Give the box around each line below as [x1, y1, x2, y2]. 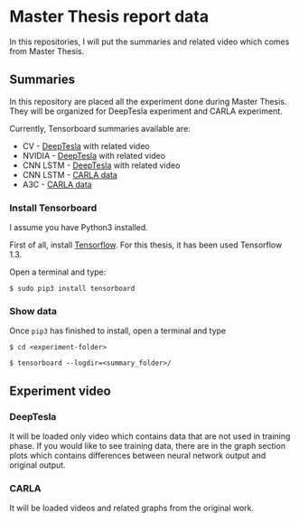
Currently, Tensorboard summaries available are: [9, 123, 192, 134]
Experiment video [9, 383, 111, 398]
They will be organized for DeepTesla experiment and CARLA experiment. [9, 106, 283, 117]
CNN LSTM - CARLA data [22, 169, 117, 180]
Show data [9, 304, 57, 317]
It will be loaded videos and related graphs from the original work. [9, 503, 255, 514]
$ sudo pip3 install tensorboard [9, 284, 135, 294]
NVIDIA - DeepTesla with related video [22, 150, 165, 161]
